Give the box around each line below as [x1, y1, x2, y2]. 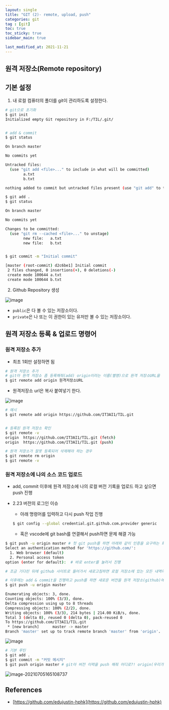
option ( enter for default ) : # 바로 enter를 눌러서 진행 [5, 559, 121, 564]
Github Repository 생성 [12, 287, 59, 293]
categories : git [5, 17, 39, 22]
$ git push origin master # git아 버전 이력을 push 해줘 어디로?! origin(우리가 [5, 662, 164, 667]
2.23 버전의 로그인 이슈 [12, 501, 59, 507]
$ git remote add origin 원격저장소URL [5, 378, 83, 383]
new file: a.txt [23, 236, 62, 241]
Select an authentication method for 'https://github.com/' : [5, 546, 136, 551]
